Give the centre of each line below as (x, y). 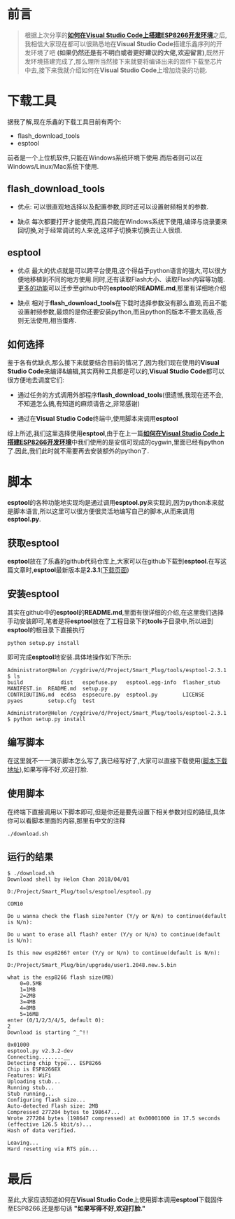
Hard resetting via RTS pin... (53, 1149)
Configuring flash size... (47, 1100)
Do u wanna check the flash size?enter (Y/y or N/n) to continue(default (117, 917)
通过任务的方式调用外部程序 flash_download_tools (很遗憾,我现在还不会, (120, 395)
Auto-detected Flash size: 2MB (53, 1106)
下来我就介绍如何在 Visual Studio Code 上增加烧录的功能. (126, 70)
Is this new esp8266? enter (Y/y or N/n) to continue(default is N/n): (114, 953)
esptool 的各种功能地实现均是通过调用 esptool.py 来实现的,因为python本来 (113, 503)
